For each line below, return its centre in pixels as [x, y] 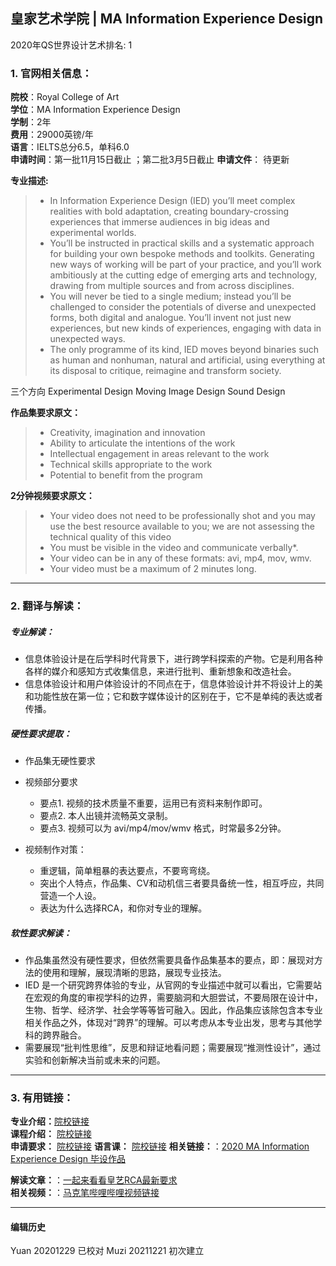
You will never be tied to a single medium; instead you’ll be [170, 296]
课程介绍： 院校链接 [51, 1134]
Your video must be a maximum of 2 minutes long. [153, 569]
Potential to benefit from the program [126, 475]
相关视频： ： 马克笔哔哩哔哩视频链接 [85, 1193]
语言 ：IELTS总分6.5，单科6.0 [70, 147]
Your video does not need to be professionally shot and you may [182, 516]
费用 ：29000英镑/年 [52, 135]
